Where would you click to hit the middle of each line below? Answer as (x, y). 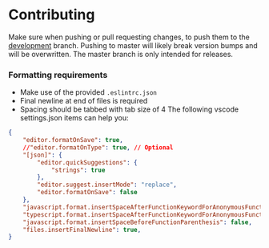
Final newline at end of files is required (84, 101)
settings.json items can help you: (74, 118)
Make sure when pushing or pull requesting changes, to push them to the (129, 37)
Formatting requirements (58, 75)
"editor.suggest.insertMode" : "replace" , (107, 185)
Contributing (52, 15)
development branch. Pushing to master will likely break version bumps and (133, 45)
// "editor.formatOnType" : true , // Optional (98, 147)
